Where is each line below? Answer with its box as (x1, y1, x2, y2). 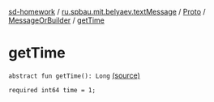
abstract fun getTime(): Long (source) (8, 70, 140, 80)
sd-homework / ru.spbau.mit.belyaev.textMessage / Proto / (8, 7, 206, 16)
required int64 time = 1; (8, 86, 96, 94)
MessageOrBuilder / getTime (8, 15, 105, 25)
